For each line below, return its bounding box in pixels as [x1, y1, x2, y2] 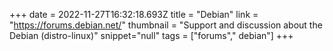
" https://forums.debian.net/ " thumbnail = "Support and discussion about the [9, 19, 323, 31]
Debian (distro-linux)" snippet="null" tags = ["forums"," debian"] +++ [9, 30, 294, 41]
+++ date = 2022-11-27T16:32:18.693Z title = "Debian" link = [9, 9, 259, 20]
